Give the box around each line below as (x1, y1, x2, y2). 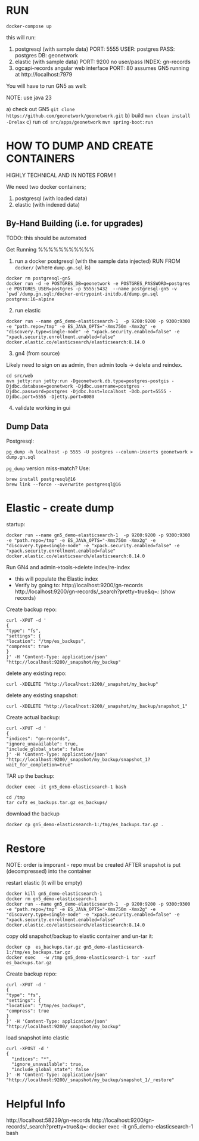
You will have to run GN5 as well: (6, 82, 87, 90)
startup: (6, 521, 26, 528)
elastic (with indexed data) (14, 201, 80, 208)
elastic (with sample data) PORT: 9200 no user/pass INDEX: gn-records (14, 58, 191, 65)
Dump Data (6, 422, 49, 432)
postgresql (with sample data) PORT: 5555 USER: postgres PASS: (14, 45, 175, 53)
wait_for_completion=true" (6, 762, 73, 768)
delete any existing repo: (6, 670, 67, 677)
